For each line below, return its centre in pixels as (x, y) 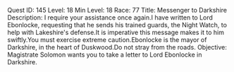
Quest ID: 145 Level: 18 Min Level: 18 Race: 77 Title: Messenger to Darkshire (117, 10)
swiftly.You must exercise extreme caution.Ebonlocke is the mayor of (107, 40)
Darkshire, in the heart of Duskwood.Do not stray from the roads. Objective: (117, 47)
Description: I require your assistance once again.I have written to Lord (110, 17)
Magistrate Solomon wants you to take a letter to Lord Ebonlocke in (105, 55)
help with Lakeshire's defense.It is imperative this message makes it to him (116, 32)
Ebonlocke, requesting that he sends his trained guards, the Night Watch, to (117, 25)
